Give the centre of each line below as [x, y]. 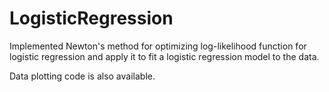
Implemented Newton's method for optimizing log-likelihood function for [158, 46]
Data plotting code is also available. [82, 76]
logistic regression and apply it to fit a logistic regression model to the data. [164, 56]
